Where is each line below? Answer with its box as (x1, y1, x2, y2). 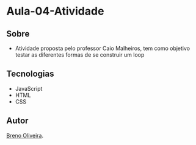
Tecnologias (6, 69, 54, 79)
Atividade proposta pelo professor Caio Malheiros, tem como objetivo (15, 44, 191, 52)
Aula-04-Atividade (6, 4, 104, 18)
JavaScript (15, 85, 43, 92)
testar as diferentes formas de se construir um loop (15, 51, 145, 58)
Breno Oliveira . (6, 132, 44, 139)
